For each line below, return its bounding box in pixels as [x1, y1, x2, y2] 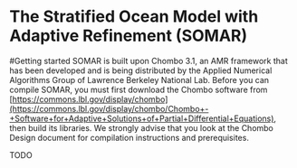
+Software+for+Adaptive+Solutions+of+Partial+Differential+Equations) [9, 113, 274, 124]
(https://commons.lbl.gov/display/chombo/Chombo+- [9, 103, 209, 114]
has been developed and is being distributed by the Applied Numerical [9, 65, 273, 76]
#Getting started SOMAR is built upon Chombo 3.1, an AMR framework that [9, 55, 288, 66]
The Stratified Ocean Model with [9, 6, 259, 27]
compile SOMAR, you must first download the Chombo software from [9, 84, 268, 95]
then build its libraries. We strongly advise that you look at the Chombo [9, 122, 274, 133]
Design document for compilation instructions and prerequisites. [9, 132, 249, 143]
